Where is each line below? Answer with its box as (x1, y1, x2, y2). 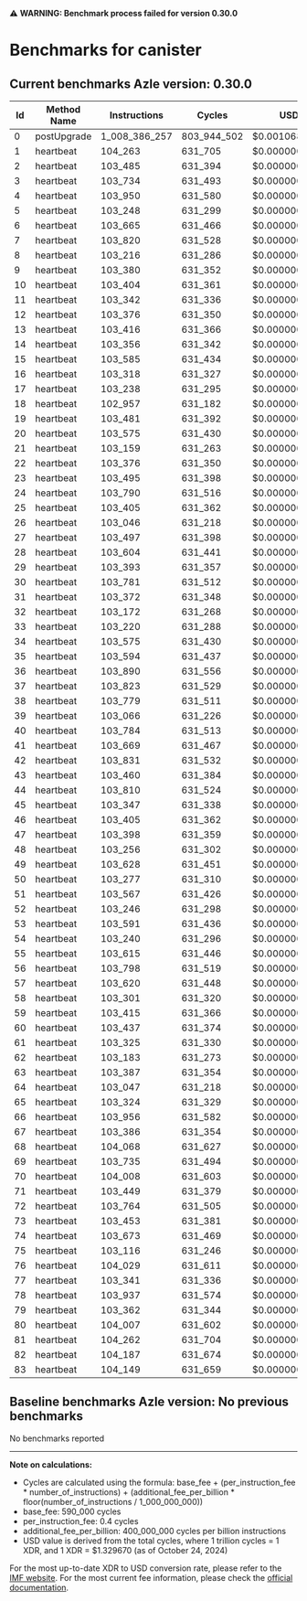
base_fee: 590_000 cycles (22, 1506, 122, 1517)
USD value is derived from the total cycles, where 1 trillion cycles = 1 (22, 1535, 280, 1546)
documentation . (9, 1582, 69, 1593)
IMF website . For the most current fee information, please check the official (9, 1572, 293, 1583)
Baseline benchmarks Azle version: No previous (9, 1394, 290, 1410)
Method (46, 103, 81, 115)
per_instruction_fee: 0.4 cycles (22, 1515, 139, 1526)
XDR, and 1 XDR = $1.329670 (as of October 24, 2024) (22, 1544, 228, 1555)
